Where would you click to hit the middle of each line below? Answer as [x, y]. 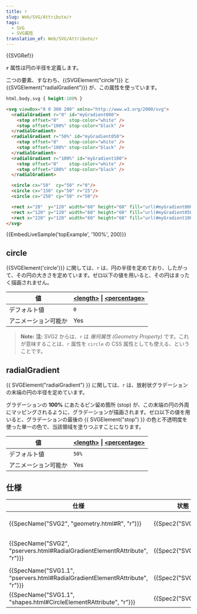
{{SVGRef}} [20, 56]
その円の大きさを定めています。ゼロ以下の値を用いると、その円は [95, 275]
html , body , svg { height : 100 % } [44, 99]
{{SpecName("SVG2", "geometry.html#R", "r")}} [75, 524]
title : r [17, 11]
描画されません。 [32, 283]
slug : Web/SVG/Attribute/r [39, 17]
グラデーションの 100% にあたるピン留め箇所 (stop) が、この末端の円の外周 [98, 405]
